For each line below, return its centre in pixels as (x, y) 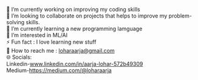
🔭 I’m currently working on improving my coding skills (73, 9)
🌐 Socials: (19, 57)
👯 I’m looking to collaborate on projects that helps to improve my (87, 16)
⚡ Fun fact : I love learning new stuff (51, 42)
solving (15, 22)
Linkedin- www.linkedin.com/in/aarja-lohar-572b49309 (75, 64)
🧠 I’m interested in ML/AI (37, 35)
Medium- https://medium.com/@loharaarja (59, 70)
